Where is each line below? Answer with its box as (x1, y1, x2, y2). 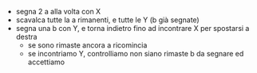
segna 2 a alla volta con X (15, 7, 101, 16)
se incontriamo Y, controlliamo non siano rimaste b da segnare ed (27, 49, 244, 58)
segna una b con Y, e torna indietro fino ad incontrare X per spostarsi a (15, 24, 250, 33)
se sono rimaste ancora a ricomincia (27, 40, 148, 50)
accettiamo (27, 57, 65, 67)
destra (15, 32, 38, 41)
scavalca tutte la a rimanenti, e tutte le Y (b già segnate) (15, 15, 200, 25)
